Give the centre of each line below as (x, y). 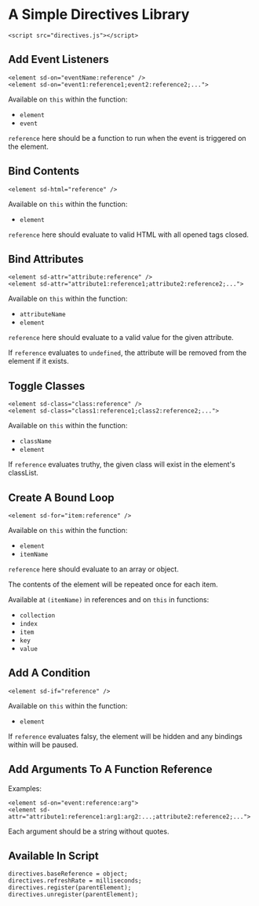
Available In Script (54, 856)
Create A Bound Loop (62, 497)
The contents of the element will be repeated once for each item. (113, 584)
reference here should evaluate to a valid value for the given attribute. (121, 338)
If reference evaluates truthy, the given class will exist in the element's (122, 464)
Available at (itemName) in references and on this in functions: (109, 599)
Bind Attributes (46, 259)
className (36, 442)
